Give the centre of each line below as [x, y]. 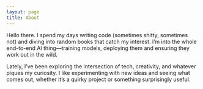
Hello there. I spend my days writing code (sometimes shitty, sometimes [97, 35]
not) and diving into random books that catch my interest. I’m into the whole [102, 41]
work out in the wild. [32, 54]
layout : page [23, 12]
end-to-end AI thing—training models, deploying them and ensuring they [98, 48]
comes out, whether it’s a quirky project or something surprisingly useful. [98, 79]
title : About [23, 18]
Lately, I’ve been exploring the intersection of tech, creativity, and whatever [102, 66]
